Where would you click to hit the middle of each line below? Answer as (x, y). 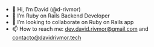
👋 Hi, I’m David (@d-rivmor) (46, 9)
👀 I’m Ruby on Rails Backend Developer (61, 16)
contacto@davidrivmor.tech (47, 37)
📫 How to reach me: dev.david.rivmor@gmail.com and (80, 29)
